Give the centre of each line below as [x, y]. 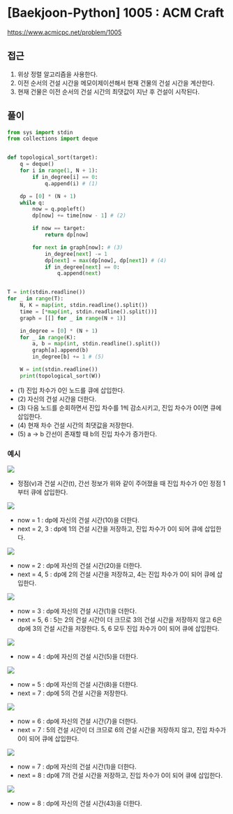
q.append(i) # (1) [71, 183]
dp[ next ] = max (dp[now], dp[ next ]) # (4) [106, 260]
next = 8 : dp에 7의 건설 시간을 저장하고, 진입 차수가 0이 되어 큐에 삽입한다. [120, 776]
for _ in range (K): [48, 337]
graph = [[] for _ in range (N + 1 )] [73, 318]
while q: [32, 203]
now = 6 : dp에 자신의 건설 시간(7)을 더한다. [77, 721]
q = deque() [37, 164]
